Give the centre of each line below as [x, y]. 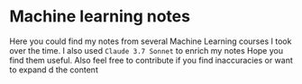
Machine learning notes [100, 17]
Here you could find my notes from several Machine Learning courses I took [151, 41]
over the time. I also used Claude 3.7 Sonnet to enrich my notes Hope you [146, 50]
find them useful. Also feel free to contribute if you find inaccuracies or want [151, 60]
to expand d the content [54, 70]
